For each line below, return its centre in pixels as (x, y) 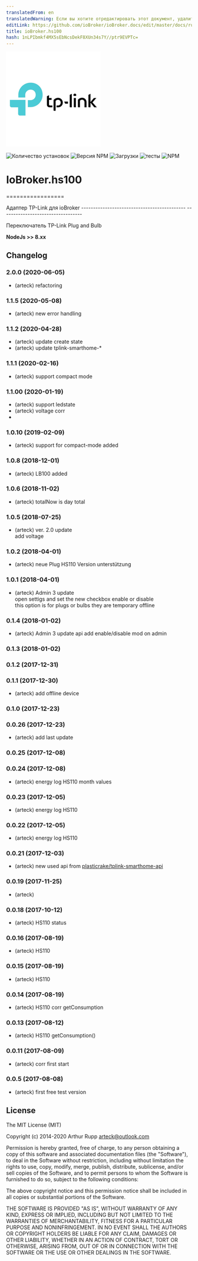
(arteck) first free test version (50, 1092)
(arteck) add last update (44, 737)
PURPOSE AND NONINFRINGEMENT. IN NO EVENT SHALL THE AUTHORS (97, 1227)
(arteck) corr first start (42, 1064)
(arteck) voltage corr (40, 411)
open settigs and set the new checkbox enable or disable (84, 599)
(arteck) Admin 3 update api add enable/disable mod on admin (90, 634)
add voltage (29, 536)
